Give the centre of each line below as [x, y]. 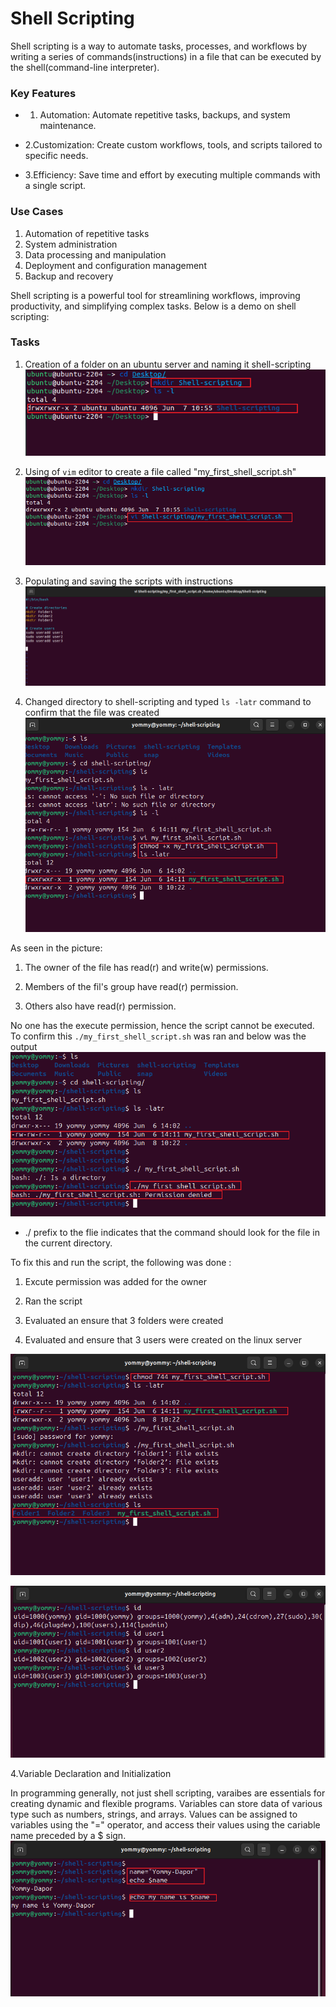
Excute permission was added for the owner [115, 1281]
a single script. [55, 186]
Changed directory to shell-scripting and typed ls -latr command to [168, 701]
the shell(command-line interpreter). [85, 67]
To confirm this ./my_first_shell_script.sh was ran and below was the [158, 1036]
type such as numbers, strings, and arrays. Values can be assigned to [154, 1814]
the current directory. [68, 1243]
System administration [71, 244]
